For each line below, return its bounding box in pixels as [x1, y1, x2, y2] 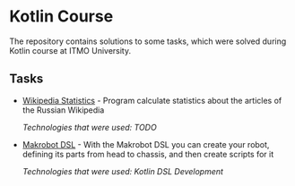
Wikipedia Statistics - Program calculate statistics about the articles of [22, 95, 282, 106]
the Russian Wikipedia [22, 105, 105, 115]
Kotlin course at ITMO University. [9, 45, 132, 55]
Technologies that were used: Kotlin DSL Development [22, 165, 224, 176]
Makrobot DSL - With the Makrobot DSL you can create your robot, [22, 139, 270, 149]
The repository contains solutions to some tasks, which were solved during [9, 36, 287, 46]
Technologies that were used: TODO [22, 122, 157, 132]
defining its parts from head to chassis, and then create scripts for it [22, 148, 274, 159]
